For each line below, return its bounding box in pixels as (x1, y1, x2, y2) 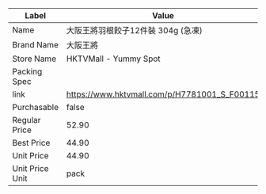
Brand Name (12, 40, 59, 50)
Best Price (12, 138, 51, 148)
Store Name (12, 53, 57, 64)
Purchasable (12, 102, 59, 112)
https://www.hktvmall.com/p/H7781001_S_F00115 (66, 89, 260, 100)
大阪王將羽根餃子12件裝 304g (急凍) (66, 25, 203, 36)
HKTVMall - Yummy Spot (66, 53, 161, 64)
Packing (12, 67, 43, 77)
